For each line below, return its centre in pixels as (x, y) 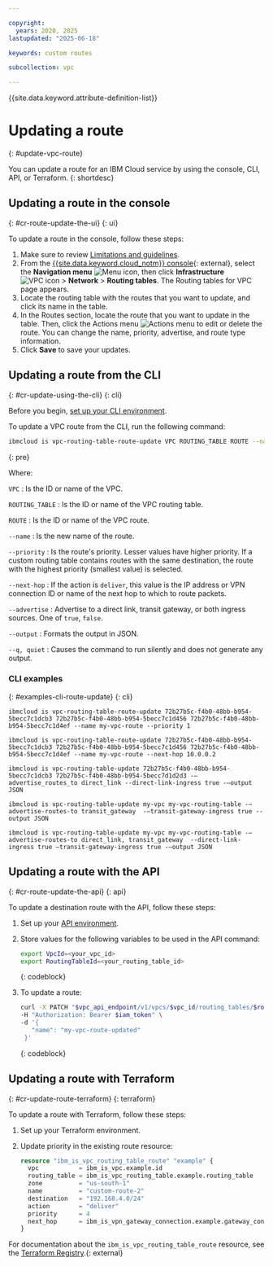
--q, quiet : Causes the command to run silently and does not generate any (136, 649)
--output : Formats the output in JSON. (74, 633)
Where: (21, 472)
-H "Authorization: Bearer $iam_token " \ (91, 1015)
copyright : (27, 23)
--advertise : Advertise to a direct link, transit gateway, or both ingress (127, 609)
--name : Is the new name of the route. (71, 536)
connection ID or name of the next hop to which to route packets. (117, 593)
